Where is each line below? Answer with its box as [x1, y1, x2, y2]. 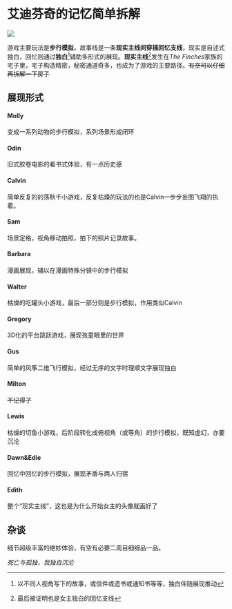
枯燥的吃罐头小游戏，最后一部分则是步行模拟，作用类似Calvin [7, 298, 183, 307]
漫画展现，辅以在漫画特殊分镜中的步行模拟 [7, 267, 128, 274]
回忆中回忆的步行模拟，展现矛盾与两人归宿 [7, 470, 128, 478]
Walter [7, 282, 27, 291]
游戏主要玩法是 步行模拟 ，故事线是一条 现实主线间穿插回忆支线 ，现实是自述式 [7, 43, 225, 52]
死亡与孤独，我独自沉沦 [7, 559, 74, 567]
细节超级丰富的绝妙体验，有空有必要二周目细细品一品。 [7, 543, 164, 552]
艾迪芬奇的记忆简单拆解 [7, 6, 141, 22]
